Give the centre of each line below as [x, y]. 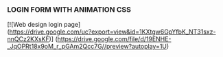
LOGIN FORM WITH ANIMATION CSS [69, 10]
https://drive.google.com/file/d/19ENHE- [114, 39]
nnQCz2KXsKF [28, 39]
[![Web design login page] [44, 25]
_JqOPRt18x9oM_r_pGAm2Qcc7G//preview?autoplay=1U [87, 47]
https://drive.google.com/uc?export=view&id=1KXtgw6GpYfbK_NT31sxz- [113, 32]
